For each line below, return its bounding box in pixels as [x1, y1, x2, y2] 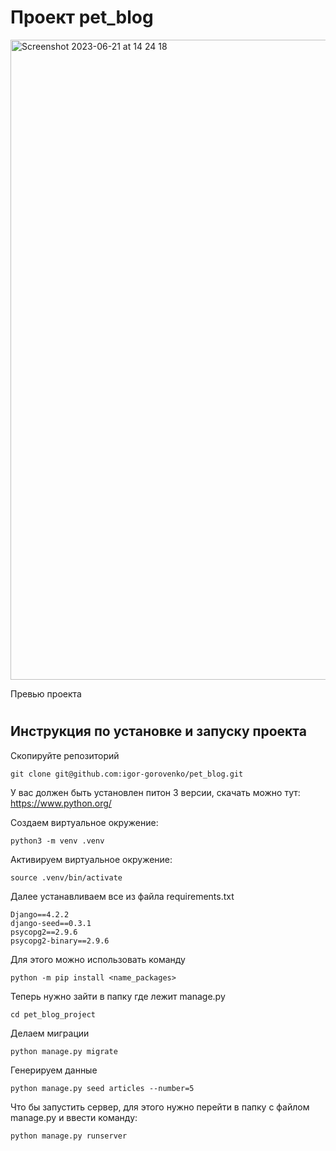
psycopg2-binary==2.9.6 [10, 936, 110, 946]
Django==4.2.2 [10, 909, 70, 920]
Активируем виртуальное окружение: [10, 853, 173, 865]
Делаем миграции [10, 1027, 90, 1039]
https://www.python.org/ [10, 797, 112, 809]
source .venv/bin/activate [10, 872, 123, 883]
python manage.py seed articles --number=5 [10, 1083, 195, 1093]
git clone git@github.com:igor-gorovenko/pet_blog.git [10, 769, 244, 779]
